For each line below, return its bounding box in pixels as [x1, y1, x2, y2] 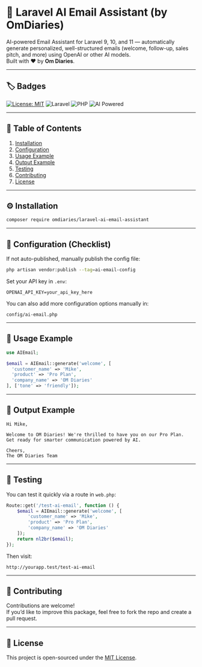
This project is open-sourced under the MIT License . [6, 654, 137, 662]
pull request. [6, 615, 37, 622]
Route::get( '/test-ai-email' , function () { [6, 503, 120, 509]
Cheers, [6, 447, 26, 454]
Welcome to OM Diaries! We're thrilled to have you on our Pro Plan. [6, 431, 185, 437]
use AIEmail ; [6, 349, 39, 355]
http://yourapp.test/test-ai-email [6, 564, 96, 570]
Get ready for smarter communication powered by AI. [6, 437, 141, 443]
